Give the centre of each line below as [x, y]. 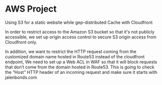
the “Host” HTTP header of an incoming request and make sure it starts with [81, 72]
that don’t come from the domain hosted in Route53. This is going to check [80, 67]
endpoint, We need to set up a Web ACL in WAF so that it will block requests [81, 62]
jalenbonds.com [21, 77]
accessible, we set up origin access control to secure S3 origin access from [81, 37]
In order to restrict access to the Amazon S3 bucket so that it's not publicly [80, 32]
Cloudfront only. [21, 42]
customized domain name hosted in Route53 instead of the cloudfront [75, 56]
